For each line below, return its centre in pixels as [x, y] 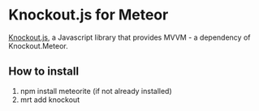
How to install [44, 72]
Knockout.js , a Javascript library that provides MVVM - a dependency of [129, 37]
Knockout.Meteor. [38, 45]
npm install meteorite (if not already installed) [96, 91]
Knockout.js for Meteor [88, 15]
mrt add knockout [50, 100]
